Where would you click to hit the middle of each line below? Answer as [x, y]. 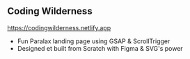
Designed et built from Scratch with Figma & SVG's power [100, 48]
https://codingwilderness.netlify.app [59, 27]
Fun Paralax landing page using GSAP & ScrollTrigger [94, 41]
